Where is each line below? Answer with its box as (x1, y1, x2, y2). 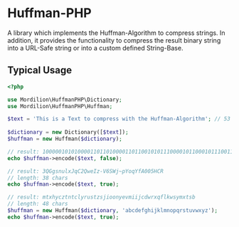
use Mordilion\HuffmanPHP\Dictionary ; (7, 96, 122, 103)
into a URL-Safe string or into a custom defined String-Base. (7, 43, 184, 52)
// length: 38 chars (7, 174, 69, 181)
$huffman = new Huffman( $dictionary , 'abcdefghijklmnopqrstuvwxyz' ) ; (7, 207, 218, 214)
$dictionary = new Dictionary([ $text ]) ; (7, 129, 129, 136)
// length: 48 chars (7, 201, 69, 208)
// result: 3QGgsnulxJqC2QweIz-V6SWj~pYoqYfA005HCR (7, 167, 164, 175)
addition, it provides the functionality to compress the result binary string (7, 36, 221, 44)
